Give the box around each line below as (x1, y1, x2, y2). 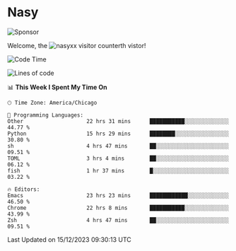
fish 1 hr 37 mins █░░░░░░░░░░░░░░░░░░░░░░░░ (7, 167, 230, 174)
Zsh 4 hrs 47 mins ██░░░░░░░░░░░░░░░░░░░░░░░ (7, 216, 230, 223)
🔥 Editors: (7, 185, 40, 193)
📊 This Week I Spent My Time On (7, 83, 107, 91)
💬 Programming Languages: (7, 111, 83, 119)
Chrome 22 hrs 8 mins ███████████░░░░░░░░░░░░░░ (7, 204, 230, 211)
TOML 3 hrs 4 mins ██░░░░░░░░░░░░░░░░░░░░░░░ (7, 155, 230, 162)
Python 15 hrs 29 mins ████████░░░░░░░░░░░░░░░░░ (7, 130, 230, 137)
